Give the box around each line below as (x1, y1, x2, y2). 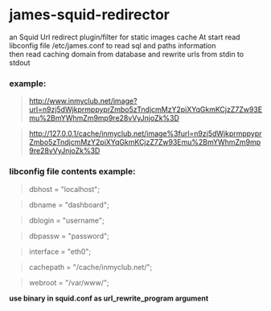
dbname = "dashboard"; (28, 199, 109, 210)
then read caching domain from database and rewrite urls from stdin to (9, 49, 244, 59)
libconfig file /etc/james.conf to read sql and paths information (9, 40, 216, 50)
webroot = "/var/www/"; (28, 277, 109, 287)
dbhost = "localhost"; (28, 184, 100, 194)
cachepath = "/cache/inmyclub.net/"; (28, 262, 153, 272)
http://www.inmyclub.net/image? (28, 96, 138, 106)
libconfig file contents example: (9, 166, 136, 178)
